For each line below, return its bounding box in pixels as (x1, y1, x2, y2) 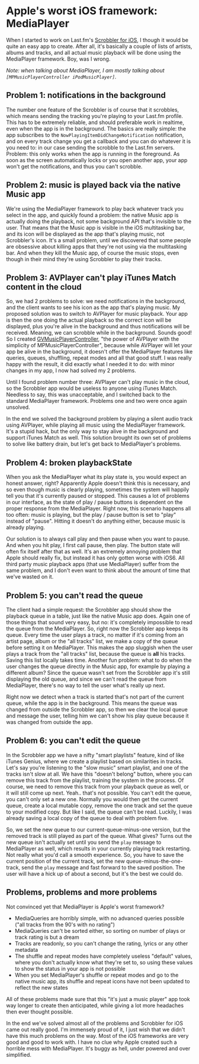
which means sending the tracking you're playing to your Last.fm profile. (6, 112, 184, 119)
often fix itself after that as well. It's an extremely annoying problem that (6, 548, 182, 555)
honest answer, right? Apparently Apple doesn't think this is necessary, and (6, 479, 191, 487)
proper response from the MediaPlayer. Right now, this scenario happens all (6, 505, 191, 512)
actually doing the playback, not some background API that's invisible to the (6, 218, 191, 225)
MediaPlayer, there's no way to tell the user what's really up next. (6, 682, 165, 689)
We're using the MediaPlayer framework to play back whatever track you (6, 205, 184, 212)
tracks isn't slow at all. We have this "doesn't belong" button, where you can (6, 770, 192, 777)
